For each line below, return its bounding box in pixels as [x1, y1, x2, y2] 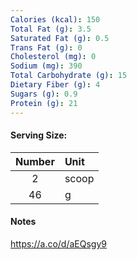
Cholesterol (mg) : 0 [10, 52, 97, 62]
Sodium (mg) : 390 [10, 61, 83, 71]
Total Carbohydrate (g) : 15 [10, 71, 128, 81]
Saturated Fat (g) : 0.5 [10, 33, 110, 43]
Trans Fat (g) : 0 [10, 42, 83, 53]
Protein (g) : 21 [10, 98, 78, 108]
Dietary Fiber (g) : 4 [10, 80, 101, 90]
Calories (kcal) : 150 [10, 14, 101, 25]
